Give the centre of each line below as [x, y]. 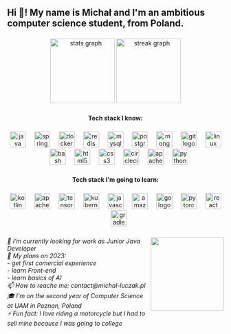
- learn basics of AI [34, 278]
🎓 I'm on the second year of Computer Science [75, 295]
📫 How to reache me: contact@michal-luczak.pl [76, 285]
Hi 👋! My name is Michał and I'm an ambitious [106, 13]
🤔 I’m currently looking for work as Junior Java [74, 241]
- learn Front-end [32, 270]
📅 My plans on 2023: [37, 255]
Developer [22, 248]
